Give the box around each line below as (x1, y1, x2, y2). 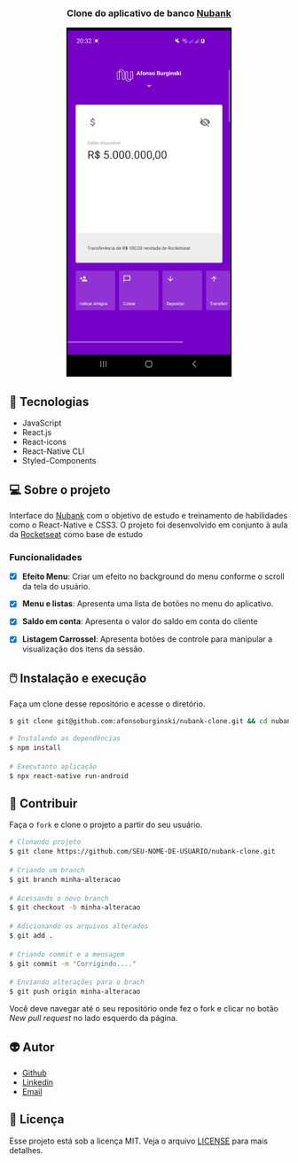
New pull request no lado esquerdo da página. (9, 1013, 178, 1024)
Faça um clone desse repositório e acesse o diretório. (9, 699, 206, 709)
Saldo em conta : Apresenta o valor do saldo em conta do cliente (21, 616, 259, 627)
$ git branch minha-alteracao (9, 875, 122, 884)
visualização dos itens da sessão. (21, 644, 145, 654)
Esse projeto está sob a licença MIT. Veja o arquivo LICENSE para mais (9, 1136, 269, 1146)
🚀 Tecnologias (9, 394, 90, 410)
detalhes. (9, 1144, 43, 1155)
